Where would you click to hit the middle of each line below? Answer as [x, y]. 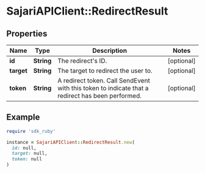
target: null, [30, 154]
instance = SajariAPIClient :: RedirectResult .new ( [71, 142]
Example [23, 117]
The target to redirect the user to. [105, 71]
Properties [27, 34]
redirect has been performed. [100, 96]
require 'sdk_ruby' [31, 131]
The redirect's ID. [82, 61]
